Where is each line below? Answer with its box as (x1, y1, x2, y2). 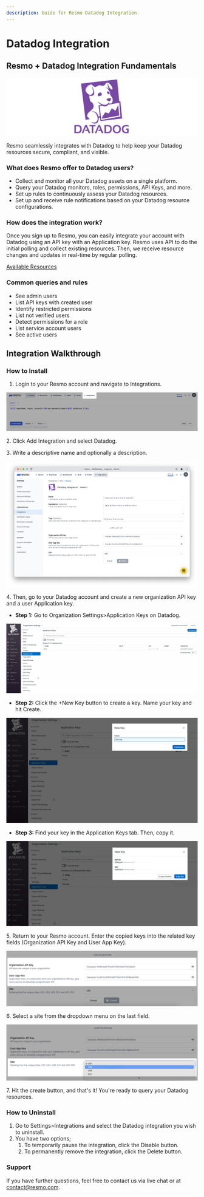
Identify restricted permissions (15, 305, 92, 312)
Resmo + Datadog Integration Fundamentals (6, 61, 177, 71)
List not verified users (15, 312, 70, 319)
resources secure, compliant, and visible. (6, 148, 109, 155)
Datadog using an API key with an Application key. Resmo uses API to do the (6, 239, 197, 246)
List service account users (15, 324, 82, 332)
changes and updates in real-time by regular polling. (6, 251, 137, 259)
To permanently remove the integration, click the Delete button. (24, 1148, 183, 1155)
